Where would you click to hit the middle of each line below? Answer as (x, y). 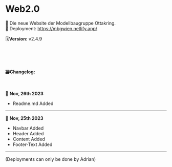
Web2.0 (23, 9)
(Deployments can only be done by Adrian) (51, 159)
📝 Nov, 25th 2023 (24, 118)
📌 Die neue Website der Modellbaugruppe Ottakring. (61, 23)
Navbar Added (28, 128)
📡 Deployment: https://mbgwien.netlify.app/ (51, 28)
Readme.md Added (33, 103)
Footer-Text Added (33, 144)
